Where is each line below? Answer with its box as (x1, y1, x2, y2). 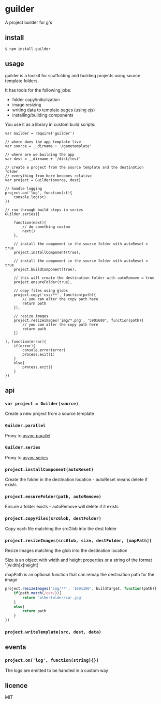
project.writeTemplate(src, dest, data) (5, 629, 102, 635)
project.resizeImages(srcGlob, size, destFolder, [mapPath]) (5, 538, 152, 543)
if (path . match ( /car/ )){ (14, 590, 62, 596)
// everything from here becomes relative (5, 173, 92, 178)
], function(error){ (5, 339, 47, 344)
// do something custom (22, 224, 70, 229)
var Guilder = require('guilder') (5, 131, 75, 136)
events (5, 643, 27, 652)
